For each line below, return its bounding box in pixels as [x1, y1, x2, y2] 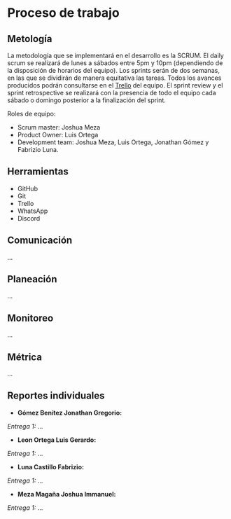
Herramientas [7, 166, 69, 178]
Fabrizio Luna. [17, 146, 59, 153]
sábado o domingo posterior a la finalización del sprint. [7, 96, 166, 104]
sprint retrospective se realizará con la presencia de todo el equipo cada [7, 89, 216, 97]
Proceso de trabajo [7, 5, 120, 21]
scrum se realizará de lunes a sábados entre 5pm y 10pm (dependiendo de [7, 59, 223, 67]
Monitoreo [7, 312, 54, 324]
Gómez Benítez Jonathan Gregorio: [17, 408, 122, 417]
